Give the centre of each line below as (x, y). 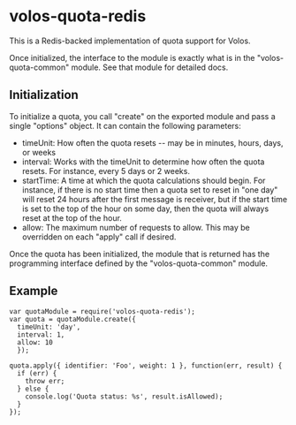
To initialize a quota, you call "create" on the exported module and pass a (142, 116)
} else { (33, 389)
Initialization (44, 95)
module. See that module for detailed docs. (150, 67)
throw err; (45, 381)
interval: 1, (41, 334)
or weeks (39, 152)
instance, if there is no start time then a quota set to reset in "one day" (150, 190)
